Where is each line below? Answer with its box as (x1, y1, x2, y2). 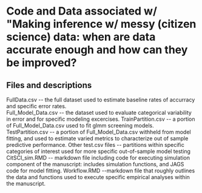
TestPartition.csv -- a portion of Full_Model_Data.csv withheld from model (6, 129, 191, 135)
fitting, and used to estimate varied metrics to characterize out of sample (6, 135, 189, 142)
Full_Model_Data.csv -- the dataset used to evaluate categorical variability (6, 109, 192, 116)
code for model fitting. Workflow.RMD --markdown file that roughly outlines (6, 167, 195, 174)
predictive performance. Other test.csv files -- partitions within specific (6, 141, 185, 148)
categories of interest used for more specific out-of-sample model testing (6, 147, 191, 155)
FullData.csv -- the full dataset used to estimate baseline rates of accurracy (6, 96, 195, 103)
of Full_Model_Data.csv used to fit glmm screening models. (6, 122, 155, 129)
